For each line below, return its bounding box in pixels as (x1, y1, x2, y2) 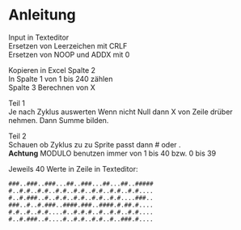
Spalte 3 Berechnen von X (8, 83, 95, 92)
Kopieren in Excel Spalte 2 (8, 65, 95, 75)
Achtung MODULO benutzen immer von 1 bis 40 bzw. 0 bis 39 (8, 148, 217, 158)
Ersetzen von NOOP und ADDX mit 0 (8, 49, 130, 59)
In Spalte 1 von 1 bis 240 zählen (8, 74, 113, 83)
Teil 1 (8, 98, 26, 108)
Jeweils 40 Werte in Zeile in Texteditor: (8, 164, 138, 173)
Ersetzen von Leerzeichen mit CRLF (8, 40, 128, 50)
